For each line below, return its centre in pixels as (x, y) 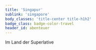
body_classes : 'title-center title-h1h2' (48, 19)
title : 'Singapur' (24, 10)
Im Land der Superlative (29, 42)
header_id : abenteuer (27, 28)
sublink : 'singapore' (27, 14)
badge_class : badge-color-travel (40, 24)
